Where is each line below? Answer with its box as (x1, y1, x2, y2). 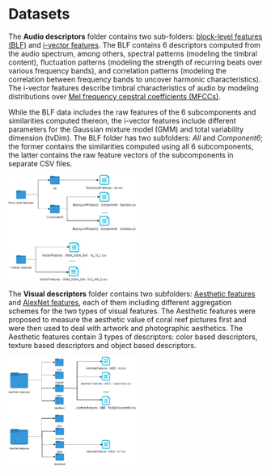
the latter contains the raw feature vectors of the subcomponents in (8, 150, 234, 160)
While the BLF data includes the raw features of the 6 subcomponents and (8, 107, 256, 117)
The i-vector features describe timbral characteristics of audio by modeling (8, 82, 259, 93)
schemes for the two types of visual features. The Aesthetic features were (8, 306, 256, 316)
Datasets (8, 5, 70, 23)
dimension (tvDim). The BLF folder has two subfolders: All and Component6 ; (8, 132, 263, 142)
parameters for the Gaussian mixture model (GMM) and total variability (8, 124, 244, 134)
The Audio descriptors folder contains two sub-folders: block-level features (8, 31, 263, 41)
